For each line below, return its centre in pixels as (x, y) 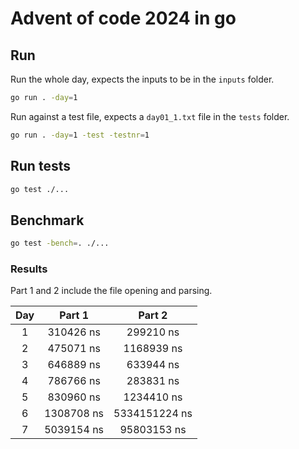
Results (29, 269)
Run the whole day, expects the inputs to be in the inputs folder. (142, 79)
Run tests (40, 166)
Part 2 (153, 315)
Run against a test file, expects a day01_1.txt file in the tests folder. (150, 116)
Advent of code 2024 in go (123, 18)
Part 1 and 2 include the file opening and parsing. (111, 291)
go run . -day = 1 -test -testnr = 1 (80, 135)
